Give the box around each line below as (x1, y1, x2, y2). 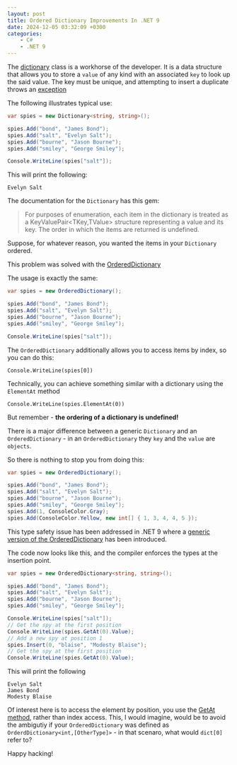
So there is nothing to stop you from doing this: (7, 455, 145, 464)
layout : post (7, 10, 46, 18)
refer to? (7, 736, 33, 744)
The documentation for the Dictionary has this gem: (7, 197, 160, 205)
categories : (7, 30, 42, 37)
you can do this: (7, 353, 54, 361)
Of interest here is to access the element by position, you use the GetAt (7, 706, 216, 714)
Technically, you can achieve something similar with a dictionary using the (7, 379, 224, 387)
